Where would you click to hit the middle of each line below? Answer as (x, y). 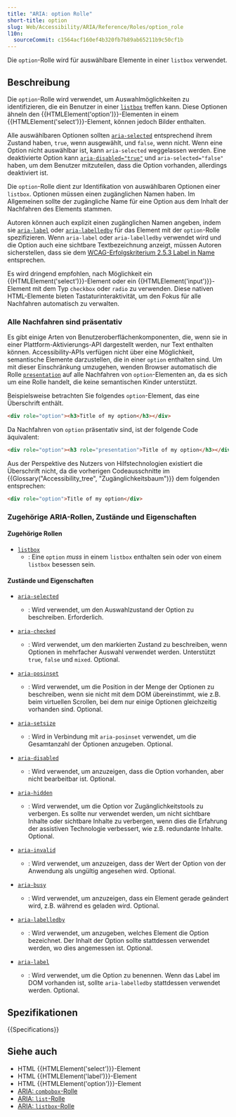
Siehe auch (32, 1052)
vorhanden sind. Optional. (65, 710)
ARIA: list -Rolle (41, 1098)
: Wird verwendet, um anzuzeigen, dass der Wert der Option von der (127, 863)
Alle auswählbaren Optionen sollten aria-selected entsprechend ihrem (110, 135)
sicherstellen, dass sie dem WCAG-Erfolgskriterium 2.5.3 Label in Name (111, 252)
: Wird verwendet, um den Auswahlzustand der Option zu (111, 610)
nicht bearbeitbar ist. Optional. (72, 779)
